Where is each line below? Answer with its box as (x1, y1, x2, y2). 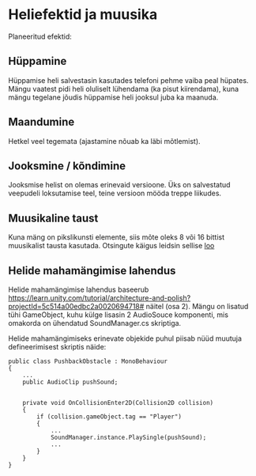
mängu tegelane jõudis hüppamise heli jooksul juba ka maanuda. (8, 93, 219, 102)
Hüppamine (8, 55, 67, 68)
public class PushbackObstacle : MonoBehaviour (8, 357, 168, 365)
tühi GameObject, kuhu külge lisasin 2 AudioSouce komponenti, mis (8, 310, 229, 319)
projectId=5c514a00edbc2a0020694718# (8, 302, 145, 311)
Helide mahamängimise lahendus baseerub (8, 285, 149, 294)
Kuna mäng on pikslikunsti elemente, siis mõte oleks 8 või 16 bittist (8, 232, 225, 242)
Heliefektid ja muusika (8, 6, 158, 24)
